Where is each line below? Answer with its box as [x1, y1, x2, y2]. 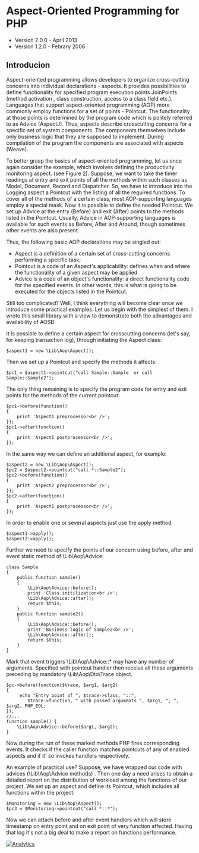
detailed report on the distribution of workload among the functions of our [6, 776, 187, 783]
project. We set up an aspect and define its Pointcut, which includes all [6, 782, 179, 790]
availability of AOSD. [6, 318, 56, 325]
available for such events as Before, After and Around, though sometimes [6, 220, 186, 228]
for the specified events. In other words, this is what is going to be [14, 281, 177, 288]
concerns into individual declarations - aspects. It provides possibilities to [6, 82, 187, 89]
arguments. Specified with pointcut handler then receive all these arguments [6, 664, 193, 671]
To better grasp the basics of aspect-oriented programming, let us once [6, 157, 182, 164]
